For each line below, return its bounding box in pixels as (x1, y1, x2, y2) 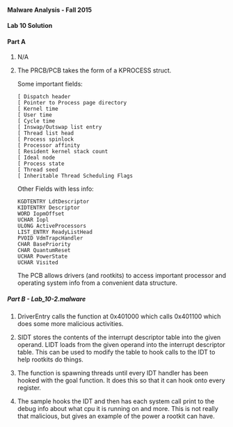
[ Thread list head (17, 130, 74, 137)
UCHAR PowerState (17, 253, 68, 261)
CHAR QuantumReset (17, 247, 71, 254)
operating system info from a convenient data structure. (17, 279, 177, 287)
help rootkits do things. (17, 355, 83, 364)
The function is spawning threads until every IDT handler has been (17, 369, 209, 378)
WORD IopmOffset (17, 210, 65, 217)
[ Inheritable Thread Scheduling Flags (17, 173, 134, 180)
